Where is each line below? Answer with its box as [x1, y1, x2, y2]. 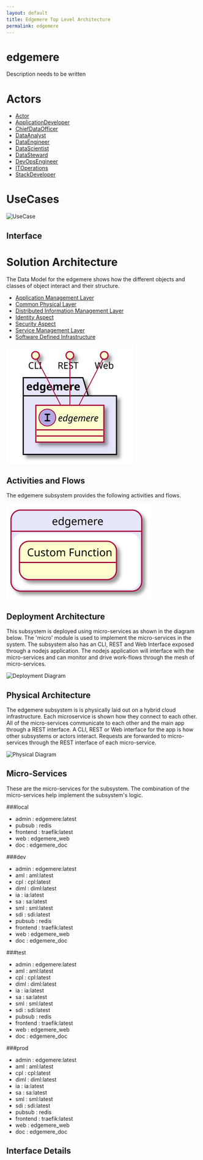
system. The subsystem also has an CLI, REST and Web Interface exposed [6, 640, 194, 648]
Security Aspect [15, 320, 56, 327]
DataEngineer [15, 138, 50, 146]
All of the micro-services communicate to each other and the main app [6, 719, 185, 726]
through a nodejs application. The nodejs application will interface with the [6, 647, 194, 655]
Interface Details [6, 1146, 72, 1156]
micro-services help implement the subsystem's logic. [6, 791, 143, 798]
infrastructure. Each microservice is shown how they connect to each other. [6, 712, 197, 720]
